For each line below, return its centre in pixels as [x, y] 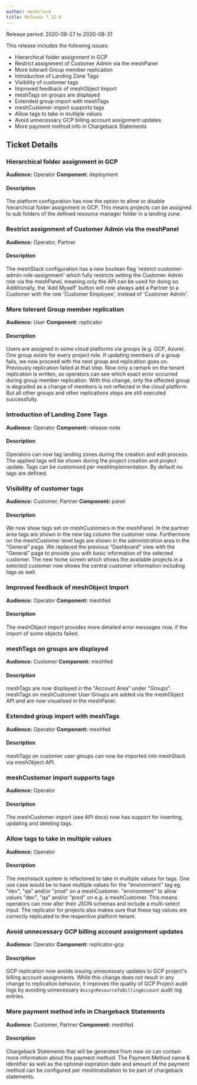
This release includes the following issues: [58, 46]
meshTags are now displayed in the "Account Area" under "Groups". [89, 688]
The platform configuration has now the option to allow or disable [86, 201]
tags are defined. [27, 473]
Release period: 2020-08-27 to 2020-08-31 [59, 34]
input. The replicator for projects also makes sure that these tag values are [97, 910]
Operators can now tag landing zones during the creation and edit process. [97, 454]
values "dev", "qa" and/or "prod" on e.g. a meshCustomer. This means [92, 897]
